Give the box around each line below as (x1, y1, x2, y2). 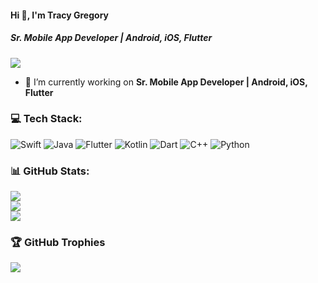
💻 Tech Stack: (10, 112, 83, 126)
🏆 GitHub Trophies (10, 236, 106, 250)
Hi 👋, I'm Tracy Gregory (10, 9, 109, 21)
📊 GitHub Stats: (10, 164, 90, 178)
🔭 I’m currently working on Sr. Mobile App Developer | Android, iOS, (24, 76, 308, 88)
